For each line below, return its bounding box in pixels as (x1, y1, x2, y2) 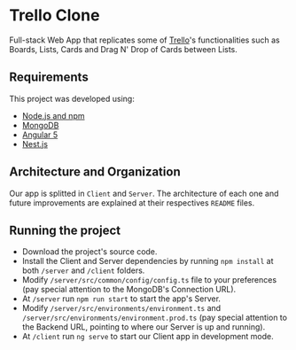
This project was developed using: (9, 93, 135, 104)
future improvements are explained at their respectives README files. (9, 197, 255, 208)
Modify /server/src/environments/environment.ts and (21, 303, 222, 314)
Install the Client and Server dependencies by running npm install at (21, 256, 274, 267)
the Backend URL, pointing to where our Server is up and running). (21, 322, 266, 332)
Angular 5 (21, 129, 58, 140)
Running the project (9, 222, 121, 237)
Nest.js (21, 138, 49, 149)
